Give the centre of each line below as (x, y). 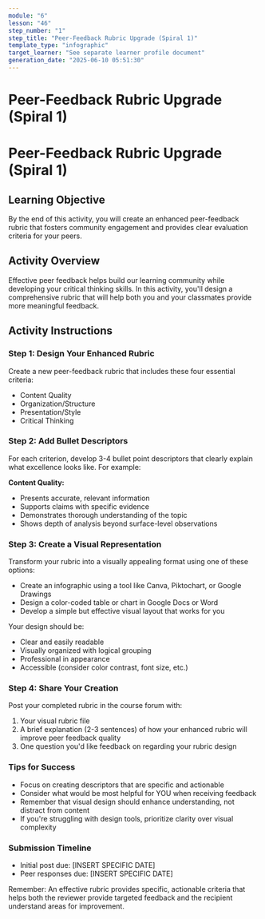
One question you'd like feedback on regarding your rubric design (128, 746)
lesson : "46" (30, 23)
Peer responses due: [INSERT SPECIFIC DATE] (96, 874)
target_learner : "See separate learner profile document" (107, 53)
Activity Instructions (61, 331)
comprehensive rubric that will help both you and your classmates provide (130, 297)
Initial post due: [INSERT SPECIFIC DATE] (87, 865)
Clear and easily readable (62, 642)
